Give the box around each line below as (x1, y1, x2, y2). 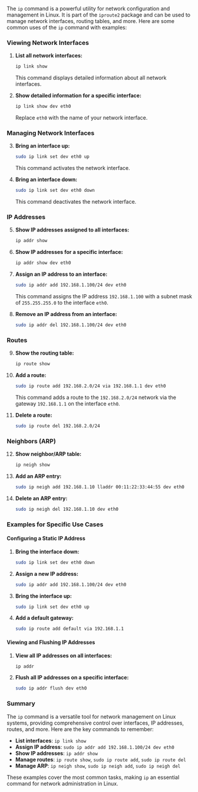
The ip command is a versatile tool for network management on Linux (6, 713, 176, 720)
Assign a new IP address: (15, 570, 79, 577)
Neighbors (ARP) (6, 437, 57, 445)
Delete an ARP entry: (15, 494, 68, 502)
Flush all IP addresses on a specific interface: (15, 674, 129, 681)
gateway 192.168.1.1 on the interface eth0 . (15, 400, 120, 407)
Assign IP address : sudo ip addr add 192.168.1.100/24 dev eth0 (15, 743, 174, 751)
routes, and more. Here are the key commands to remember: (6, 725, 154, 733)
